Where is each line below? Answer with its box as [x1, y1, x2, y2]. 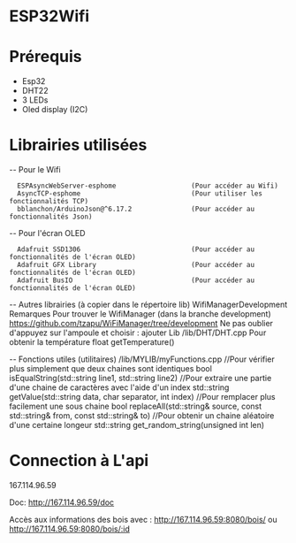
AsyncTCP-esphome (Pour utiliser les [17, 189, 263, 198]
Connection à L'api [9, 451, 149, 470]
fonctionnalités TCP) [9, 197, 89, 206]
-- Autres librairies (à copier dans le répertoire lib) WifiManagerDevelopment [9, 299, 288, 310]
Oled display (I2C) [21, 104, 88, 115]
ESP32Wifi [9, 6, 90, 27]
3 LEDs [21, 95, 49, 105]
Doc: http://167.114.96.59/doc [9, 497, 115, 508]
